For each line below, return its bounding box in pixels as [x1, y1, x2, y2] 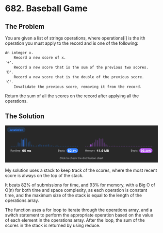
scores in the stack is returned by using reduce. [5, 222, 100, 229]
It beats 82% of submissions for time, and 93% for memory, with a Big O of [5, 182, 155, 188]
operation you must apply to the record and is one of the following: [5, 40, 139, 46]
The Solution [5, 112, 45, 121]
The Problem [5, 22, 45, 31]
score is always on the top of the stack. [5, 173, 84, 179]
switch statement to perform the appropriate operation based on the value [5, 212, 154, 218]
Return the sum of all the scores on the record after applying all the [5, 93, 139, 99]
